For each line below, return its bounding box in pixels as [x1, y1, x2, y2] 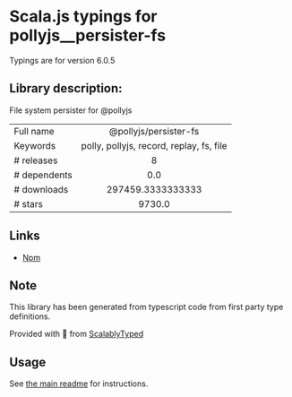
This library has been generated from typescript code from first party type [9, 302, 284, 313]
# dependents [13, 168, 73, 181]
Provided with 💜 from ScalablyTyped [9, 329, 144, 340]
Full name [13, 125, 56, 137]
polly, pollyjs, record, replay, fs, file [81, 139, 228, 151]
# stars [13, 197, 43, 210]
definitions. [9, 311, 51, 322]
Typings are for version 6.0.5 [9, 55, 116, 65]
